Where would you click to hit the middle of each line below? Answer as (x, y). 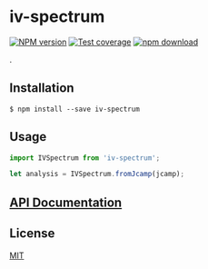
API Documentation (66, 202)
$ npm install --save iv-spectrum (75, 109)
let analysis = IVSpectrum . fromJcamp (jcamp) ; (97, 174)
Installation (42, 88)
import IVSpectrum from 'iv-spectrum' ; (85, 158)
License (32, 234)
